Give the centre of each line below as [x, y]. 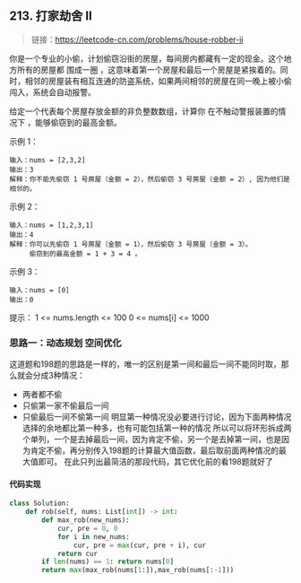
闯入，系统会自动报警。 [52, 91]
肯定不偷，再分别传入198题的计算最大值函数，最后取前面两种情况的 [155, 450]
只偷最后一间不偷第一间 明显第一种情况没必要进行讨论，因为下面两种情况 [157, 417]
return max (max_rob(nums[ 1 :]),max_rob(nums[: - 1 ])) [138, 570]
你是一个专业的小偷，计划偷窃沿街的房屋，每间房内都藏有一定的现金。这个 [146, 58]
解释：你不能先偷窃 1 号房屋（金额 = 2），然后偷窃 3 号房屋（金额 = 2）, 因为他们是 [150, 179]
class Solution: [39, 504]
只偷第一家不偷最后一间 [65, 405]
